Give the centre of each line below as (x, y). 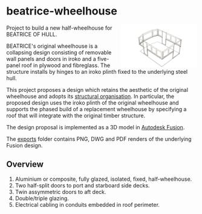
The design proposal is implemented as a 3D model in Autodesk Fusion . (96, 127)
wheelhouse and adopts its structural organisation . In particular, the (90, 96)
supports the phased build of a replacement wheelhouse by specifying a (96, 109)
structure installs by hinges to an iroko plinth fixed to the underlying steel (97, 71)
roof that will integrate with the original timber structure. (76, 115)
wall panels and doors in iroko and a (51, 59)
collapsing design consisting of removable (59, 52)
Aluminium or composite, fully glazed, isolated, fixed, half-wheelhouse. (103, 179)
